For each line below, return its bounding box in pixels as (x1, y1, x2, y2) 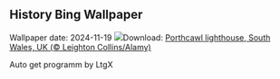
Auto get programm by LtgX (9, 58, 113, 70)
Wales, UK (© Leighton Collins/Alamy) (9, 41, 151, 52)
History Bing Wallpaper (9, 7, 143, 22)
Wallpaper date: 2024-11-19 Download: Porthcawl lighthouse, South (9, 31, 271, 43)
